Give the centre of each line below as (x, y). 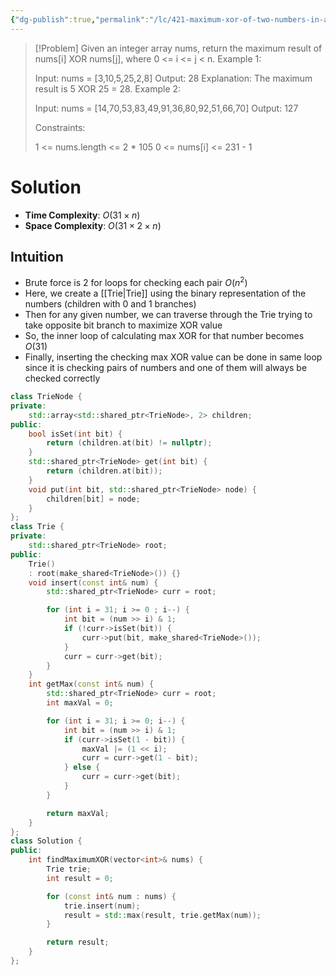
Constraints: (60, 127)
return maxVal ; (78, 813)
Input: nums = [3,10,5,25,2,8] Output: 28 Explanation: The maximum (173, 78)
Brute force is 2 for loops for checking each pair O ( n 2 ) (136, 282)
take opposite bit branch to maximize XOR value (123, 325)
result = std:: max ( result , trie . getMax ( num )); (162, 915)
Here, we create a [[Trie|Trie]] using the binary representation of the (165, 293)
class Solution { (46, 841)
